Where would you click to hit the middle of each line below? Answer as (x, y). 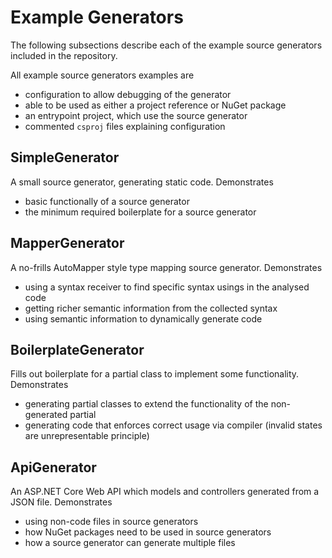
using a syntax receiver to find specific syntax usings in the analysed (167, 287)
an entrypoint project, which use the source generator (136, 115)
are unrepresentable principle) (87, 436)
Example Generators (97, 17)
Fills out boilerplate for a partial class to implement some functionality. (155, 374)
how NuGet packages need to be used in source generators (148, 532)
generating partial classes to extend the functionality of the (146, 404)
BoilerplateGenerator (77, 349)
